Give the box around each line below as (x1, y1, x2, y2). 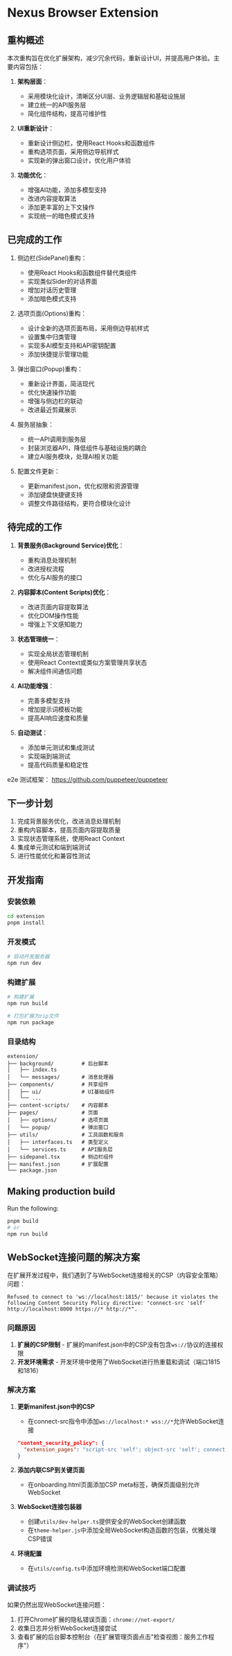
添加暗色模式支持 (27, 294, 77, 302)
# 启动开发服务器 (7, 953, 50, 960)
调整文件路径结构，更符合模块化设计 (27, 499, 132, 507)
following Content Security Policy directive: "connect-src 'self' (7, 1299, 206, 1307)
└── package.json (7, 1167, 57, 1174)
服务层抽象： (17, 420, 54, 428)
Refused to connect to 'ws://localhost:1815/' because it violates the (7, 1294, 218, 1301)
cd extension (7, 913, 45, 920)
